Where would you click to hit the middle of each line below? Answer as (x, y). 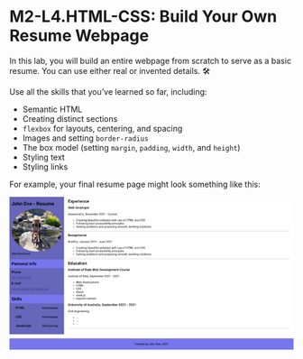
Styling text (43, 157)
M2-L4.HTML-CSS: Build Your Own (143, 17)
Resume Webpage (79, 36)
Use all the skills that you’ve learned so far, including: (108, 91)
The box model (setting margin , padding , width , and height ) (131, 147)
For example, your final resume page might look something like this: (135, 184)
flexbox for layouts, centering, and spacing (102, 128)
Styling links (45, 166)
